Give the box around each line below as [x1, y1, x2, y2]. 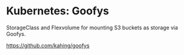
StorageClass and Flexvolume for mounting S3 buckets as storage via [6, 24, 179, 31]
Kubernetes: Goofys [6, 4, 110, 18]
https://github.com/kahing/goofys [6, 42, 90, 49]
